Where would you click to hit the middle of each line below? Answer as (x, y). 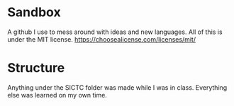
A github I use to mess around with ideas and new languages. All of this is (115, 32)
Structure (36, 68)
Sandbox (34, 12)
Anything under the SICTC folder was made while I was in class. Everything (117, 87)
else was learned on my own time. (57, 95)
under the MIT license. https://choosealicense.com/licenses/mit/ (102, 39)
